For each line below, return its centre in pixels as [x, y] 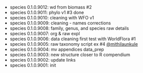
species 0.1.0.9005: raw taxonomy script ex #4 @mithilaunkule [74, 44]
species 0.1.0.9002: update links [43, 60]
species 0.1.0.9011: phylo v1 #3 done [47, 12]
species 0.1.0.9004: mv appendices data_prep [57, 49]
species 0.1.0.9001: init [33, 65]
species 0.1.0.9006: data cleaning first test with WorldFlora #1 [73, 39]
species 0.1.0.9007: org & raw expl [45, 34]
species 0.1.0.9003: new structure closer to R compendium [70, 55]
